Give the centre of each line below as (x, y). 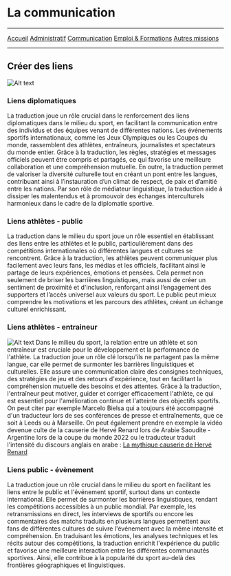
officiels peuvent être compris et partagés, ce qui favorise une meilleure (109, 160)
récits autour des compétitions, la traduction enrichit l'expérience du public (113, 543)
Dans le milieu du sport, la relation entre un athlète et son (116, 342)
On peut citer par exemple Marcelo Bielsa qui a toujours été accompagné (111, 408)
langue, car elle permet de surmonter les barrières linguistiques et (101, 364)
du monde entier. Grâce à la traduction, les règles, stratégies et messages (112, 152)
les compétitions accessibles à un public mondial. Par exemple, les (102, 506)
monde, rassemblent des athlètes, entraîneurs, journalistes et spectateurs (111, 145)
